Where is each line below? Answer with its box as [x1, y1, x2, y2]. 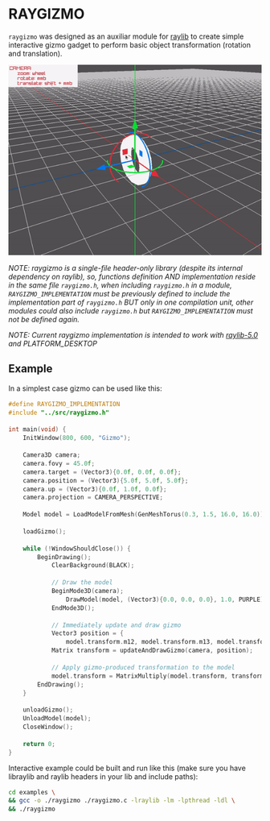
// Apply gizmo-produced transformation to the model [51, 663, 235, 671]
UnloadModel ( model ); [22, 715, 92, 723]
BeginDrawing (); [37, 553, 92, 561]
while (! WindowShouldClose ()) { [22, 545, 131, 553]
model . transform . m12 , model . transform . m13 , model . [65, 638, 239, 646]
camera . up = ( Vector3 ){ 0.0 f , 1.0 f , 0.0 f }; [22, 485, 167, 493]
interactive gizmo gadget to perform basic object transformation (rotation [8, 39, 252, 49]
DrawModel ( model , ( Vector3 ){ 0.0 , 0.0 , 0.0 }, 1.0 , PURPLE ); [65, 595, 268, 603]
